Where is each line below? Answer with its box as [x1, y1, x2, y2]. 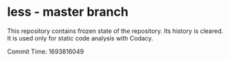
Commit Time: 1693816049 [7, 47, 84, 56]
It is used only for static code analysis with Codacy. [7, 34, 153, 42]
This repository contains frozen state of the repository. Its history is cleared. [7, 27, 223, 35]
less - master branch [7, 4, 129, 20]
